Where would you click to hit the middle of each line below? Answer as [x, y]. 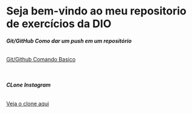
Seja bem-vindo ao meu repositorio [97, 11]
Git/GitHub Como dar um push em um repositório [69, 41]
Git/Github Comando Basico [41, 60]
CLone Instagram [29, 85]
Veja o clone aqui [28, 103]
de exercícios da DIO [59, 24]
